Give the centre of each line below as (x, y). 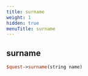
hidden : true (23, 23)
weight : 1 (19, 17)
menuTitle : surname (31, 29)
